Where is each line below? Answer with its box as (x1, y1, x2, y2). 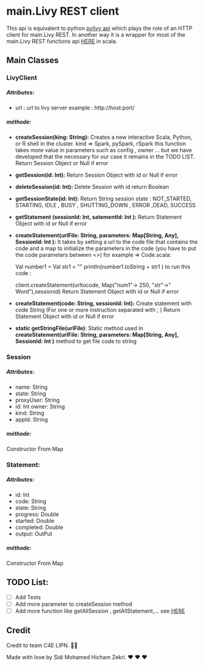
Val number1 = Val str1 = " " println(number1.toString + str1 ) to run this (15, 263, 191, 270)
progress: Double (15, 510, 59, 518)
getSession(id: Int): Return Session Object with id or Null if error (15, 171, 178, 179)
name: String (15, 383, 48, 391)
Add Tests (15, 593, 41, 600)
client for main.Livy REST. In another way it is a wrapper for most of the (6, 31, 186, 38)
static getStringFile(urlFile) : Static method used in (15, 325, 144, 332)
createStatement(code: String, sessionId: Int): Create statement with (15, 300, 192, 307)
